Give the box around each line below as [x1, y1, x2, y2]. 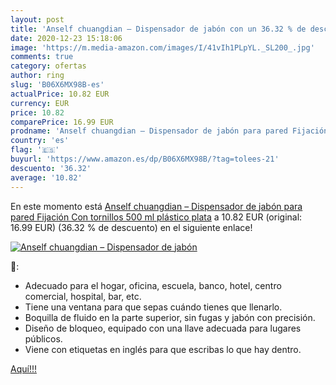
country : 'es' [10, 136, 70, 146]
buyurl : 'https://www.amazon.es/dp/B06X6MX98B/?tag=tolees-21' [10, 154, 280, 164]
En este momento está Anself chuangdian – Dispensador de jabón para [10, 200, 303, 212]
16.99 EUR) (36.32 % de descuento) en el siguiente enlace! [10, 221, 253, 233]
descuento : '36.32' [10, 163, 92, 173]
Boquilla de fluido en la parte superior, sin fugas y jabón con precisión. [24, 311, 316, 323]
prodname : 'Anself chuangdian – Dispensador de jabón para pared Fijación [10, 126, 329, 136]
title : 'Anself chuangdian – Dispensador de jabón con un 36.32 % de [10, 24, 307, 34]
